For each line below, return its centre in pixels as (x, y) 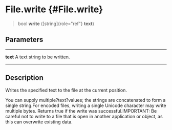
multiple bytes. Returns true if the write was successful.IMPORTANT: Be (81, 111)
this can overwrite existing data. (39, 122)
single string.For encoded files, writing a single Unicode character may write (86, 105)
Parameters (24, 40)
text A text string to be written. (38, 57)
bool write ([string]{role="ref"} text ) (56, 24)
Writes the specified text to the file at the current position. (66, 90)
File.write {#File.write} (54, 9)
